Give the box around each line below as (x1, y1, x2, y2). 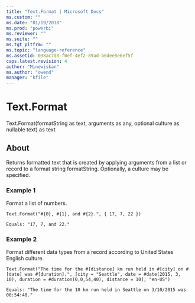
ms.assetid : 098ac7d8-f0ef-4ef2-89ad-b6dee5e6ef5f (6, 53, 134, 59)
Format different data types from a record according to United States (6, 249, 174, 256)
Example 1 (6, 186, 36, 194)
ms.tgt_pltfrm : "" (6, 42, 51, 48)
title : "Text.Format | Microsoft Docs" (6, 8, 105, 15)
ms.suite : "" (6, 36, 38, 42)
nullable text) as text (6, 126, 56, 133)
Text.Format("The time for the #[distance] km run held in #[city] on (6, 266, 184, 272)
